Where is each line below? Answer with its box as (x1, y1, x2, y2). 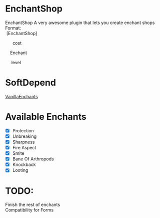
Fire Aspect (12, 145, 36, 150)
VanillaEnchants (5, 93, 38, 99)
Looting (12, 167, 28, 173)
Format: (5, 25, 21, 31)
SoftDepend (5, 77, 56, 88)
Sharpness (12, 139, 35, 145)
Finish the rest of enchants (5, 201, 60, 208)
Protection (12, 127, 34, 133)
